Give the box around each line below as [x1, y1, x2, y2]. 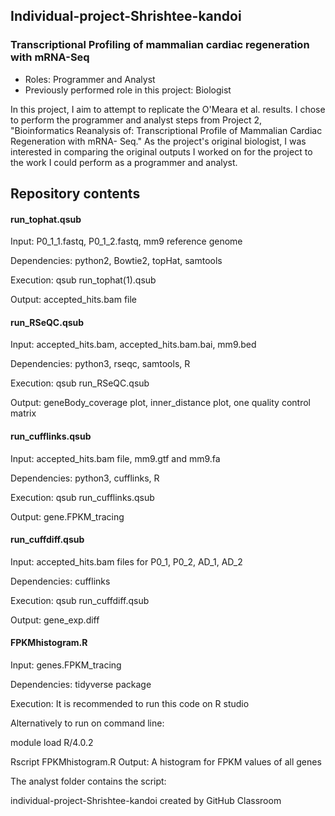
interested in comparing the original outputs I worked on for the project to [10, 145, 313, 158]
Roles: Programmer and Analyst [24, 73, 156, 85]
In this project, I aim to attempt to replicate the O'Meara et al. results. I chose [10, 103, 326, 115]
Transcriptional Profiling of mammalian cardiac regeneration [10, 38, 310, 52]
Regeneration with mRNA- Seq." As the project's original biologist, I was [10, 135, 307, 147]
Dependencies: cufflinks [10, 575, 111, 587]
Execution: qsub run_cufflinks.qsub [10, 491, 155, 503]
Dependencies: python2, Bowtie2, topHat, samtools [10, 255, 223, 267]
